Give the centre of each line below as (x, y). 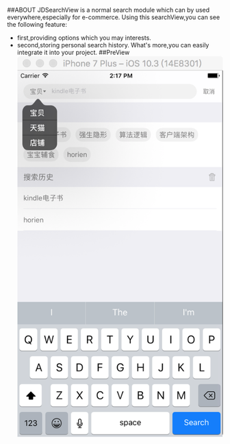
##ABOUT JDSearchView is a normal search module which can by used (108, 10)
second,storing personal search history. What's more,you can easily (113, 45)
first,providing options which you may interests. (84, 38)
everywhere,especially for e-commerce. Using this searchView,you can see (114, 17)
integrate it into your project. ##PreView (73, 52)
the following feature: (37, 24)
